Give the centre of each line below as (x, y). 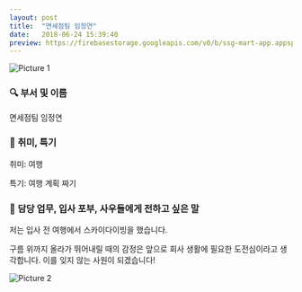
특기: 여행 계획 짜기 (43, 183)
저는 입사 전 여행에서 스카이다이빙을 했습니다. (89, 230)
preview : (26, 43)
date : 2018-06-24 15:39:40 (64, 34)
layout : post (34, 18)
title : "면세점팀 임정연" (53, 26)
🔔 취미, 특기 (33, 143)
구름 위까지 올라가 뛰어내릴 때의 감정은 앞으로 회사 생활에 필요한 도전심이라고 (144, 249)
